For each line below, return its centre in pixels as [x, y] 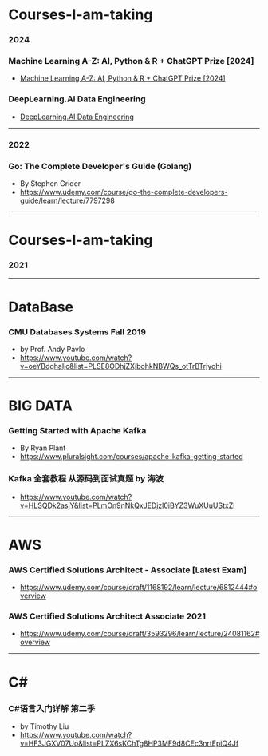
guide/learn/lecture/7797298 [67, 200]
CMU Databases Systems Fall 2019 [77, 331]
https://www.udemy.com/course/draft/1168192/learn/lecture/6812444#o [138, 588]
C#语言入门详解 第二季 [52, 708]
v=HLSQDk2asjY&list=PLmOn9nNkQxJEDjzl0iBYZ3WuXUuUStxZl [127, 505]
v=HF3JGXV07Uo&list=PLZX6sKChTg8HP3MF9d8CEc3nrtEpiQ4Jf [129, 743]
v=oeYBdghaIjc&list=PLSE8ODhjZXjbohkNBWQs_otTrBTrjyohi [120, 366]
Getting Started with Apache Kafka [77, 431]
